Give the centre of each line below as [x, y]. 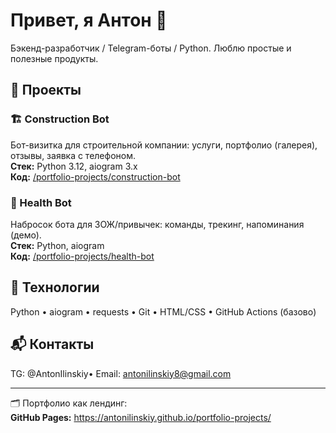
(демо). [26, 235]
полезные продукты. [54, 58]
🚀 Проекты [46, 90]
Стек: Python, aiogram [57, 245]
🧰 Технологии [55, 287]
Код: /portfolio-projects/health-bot [82, 256]
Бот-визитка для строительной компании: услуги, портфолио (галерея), [164, 145]
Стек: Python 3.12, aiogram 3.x [74, 166]
